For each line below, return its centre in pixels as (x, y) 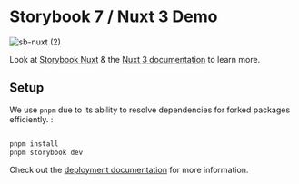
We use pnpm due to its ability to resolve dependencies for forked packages (150, 110)
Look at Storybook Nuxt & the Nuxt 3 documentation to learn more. (135, 59)
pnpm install (34, 144)
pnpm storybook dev (46, 152)
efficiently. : (31, 119)
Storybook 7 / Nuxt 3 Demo (114, 17)
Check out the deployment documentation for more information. (129, 169)
